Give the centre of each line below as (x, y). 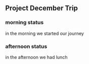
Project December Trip (42, 8)
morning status (25, 22)
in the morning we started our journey (45, 33)
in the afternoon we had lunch (36, 57)
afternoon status (26, 46)
